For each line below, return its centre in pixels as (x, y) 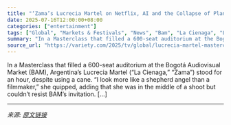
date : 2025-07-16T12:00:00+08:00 (55, 20)
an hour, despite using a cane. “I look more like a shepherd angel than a (108, 79)
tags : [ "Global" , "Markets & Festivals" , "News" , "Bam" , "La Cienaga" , (112, 33)
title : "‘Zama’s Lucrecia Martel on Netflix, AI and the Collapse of (109, 13)
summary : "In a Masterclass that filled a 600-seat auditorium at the (110, 39)
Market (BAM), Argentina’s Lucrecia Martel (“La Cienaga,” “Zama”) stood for (114, 72)
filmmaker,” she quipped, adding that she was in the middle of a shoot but (111, 87)
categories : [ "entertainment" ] (52, 26)
